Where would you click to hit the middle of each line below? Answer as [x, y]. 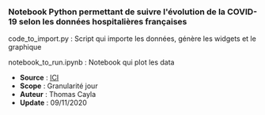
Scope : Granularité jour [59, 86]
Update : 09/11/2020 [53, 103]
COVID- [242, 12]
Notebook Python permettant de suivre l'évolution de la [117, 12]
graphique [25, 47]
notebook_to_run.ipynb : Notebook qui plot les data [91, 62]
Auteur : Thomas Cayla [58, 95]
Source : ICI [39, 78]
